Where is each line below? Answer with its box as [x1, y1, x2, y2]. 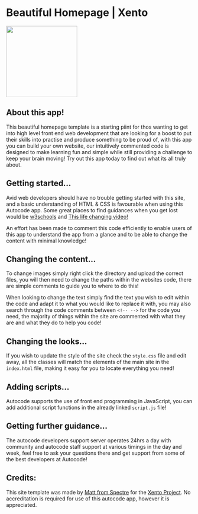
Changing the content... [6, 254, 96, 264]
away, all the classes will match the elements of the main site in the [6, 359, 170, 366]
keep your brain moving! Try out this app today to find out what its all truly [6, 155, 186, 162]
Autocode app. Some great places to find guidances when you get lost [6, 206, 178, 213]
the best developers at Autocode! [6, 455, 87, 462]
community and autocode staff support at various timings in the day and [6, 443, 182, 450]
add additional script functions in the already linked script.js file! [6, 404, 167, 411]
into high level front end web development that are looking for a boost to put [6, 129, 192, 136]
